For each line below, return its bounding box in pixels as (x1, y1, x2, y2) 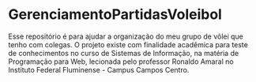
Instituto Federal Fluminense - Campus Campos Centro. (8, 65, 190, 74)
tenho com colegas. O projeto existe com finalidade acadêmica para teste (8, 39, 249, 49)
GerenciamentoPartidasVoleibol (8, 6, 223, 24)
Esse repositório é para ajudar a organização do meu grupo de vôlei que (8, 32, 243, 41)
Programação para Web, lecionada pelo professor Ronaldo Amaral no (8, 57, 235, 66)
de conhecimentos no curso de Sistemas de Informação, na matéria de (8, 48, 239, 58)
